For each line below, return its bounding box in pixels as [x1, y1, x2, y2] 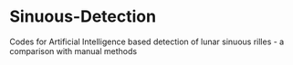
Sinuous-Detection [9, 6, 157, 27]
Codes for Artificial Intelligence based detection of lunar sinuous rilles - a [9, 36, 285, 47]
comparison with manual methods [9, 45, 138, 56]
